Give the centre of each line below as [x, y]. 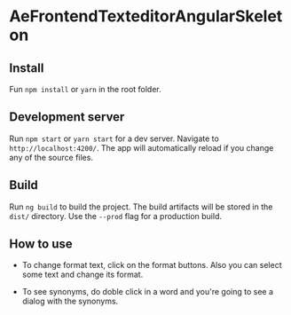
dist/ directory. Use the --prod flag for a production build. [115, 216]
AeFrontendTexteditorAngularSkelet [146, 16]
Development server [67, 117]
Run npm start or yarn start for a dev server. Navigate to [114, 138]
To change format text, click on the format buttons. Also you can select [152, 265]
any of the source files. [51, 157]
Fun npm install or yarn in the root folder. [85, 89]
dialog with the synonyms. [70, 301]
